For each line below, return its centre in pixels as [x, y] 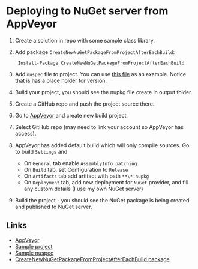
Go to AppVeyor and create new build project [70, 115]
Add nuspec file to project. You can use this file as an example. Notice [100, 74]
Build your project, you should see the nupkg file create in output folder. [103, 92]
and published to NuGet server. [53, 207]
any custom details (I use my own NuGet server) [83, 189]
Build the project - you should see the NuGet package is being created [102, 200]
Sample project [34, 246]
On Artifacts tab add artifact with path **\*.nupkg [86, 176]
